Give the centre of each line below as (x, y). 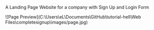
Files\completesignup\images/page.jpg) (46, 22)
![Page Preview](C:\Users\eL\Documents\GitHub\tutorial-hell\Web (73, 17)
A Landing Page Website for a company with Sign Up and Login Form (77, 7)
